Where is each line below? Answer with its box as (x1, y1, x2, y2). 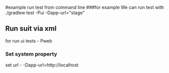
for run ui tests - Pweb (5, 38, 52, 44)
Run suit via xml (5, 24, 57, 33)
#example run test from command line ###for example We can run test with (5, 5, 164, 10)
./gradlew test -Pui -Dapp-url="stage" (5, 10, 85, 16)
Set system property (5, 50, 58, 57)
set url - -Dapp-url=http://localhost (5, 62, 79, 68)
